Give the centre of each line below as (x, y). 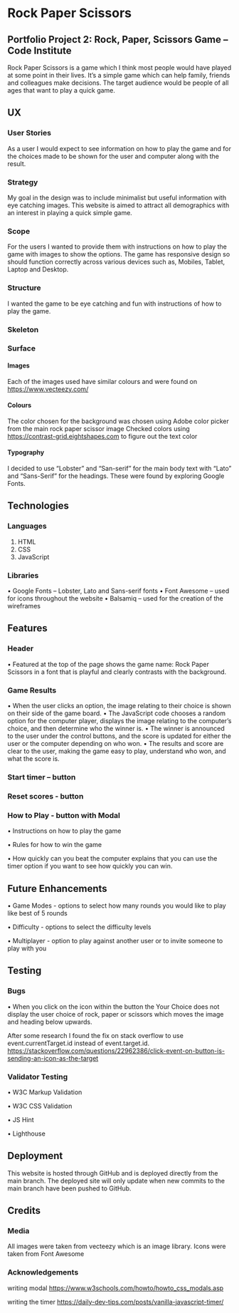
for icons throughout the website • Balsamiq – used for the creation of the (116, 598)
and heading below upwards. (50, 1022)
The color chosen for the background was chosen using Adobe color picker (118, 421)
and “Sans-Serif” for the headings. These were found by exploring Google (116, 476)
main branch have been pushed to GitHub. (69, 1188)
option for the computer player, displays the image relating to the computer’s (119, 721)
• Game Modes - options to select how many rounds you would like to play (117, 905)
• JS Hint (21, 1119)
